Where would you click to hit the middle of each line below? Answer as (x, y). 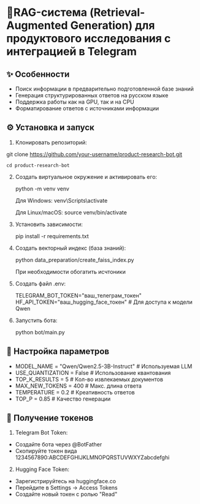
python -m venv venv (42, 189)
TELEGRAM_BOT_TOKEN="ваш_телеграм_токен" (79, 295)
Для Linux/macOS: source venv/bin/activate (71, 212)
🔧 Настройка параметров (58, 352)
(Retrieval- (117, 13)
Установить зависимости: (49, 224)
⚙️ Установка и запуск (51, 128)
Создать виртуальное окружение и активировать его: (86, 176)
